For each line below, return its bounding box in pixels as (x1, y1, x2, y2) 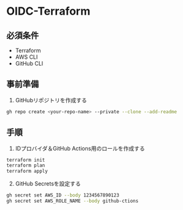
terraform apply (6, 168, 48, 174)
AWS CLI (15, 53, 38, 61)
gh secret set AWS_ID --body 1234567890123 (6, 192, 120, 198)
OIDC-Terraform (6, 4, 91, 18)
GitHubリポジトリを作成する (15, 96, 87, 103)
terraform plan (6, 162, 45, 169)
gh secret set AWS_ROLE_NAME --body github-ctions (6, 198, 139, 204)
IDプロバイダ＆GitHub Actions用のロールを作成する (15, 144, 146, 152)
